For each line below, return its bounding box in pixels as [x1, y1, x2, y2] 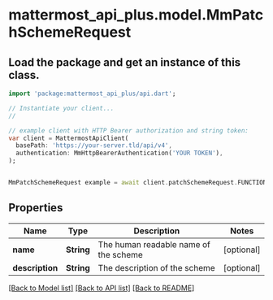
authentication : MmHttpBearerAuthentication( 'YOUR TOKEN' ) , [15, 149, 223, 158]
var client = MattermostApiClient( [8, 134, 129, 142]
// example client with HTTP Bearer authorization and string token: [8, 126, 249, 135]
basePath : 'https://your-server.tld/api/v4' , [15, 141, 173, 150]
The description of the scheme [97, 262, 215, 273]
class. [8, 67, 40, 82]
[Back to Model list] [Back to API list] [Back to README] [8, 283, 195, 293]
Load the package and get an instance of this [8, 55, 241, 69]
